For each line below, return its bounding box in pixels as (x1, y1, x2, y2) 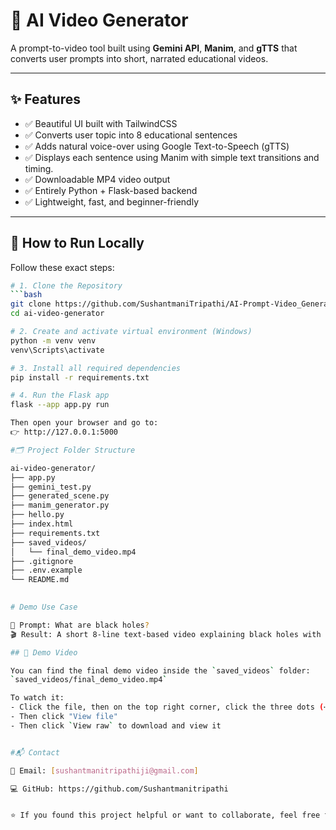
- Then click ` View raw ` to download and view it (10, 720, 222, 731)
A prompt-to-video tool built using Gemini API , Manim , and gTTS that (10, 42, 298, 54)
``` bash (10, 290, 43, 300)
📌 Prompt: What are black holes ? (10, 620, 150, 630)
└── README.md (10, 575, 70, 585)
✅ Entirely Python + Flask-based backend (24, 184, 198, 196)
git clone (10, 299, 52, 309)
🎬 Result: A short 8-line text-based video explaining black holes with (10, 629, 322, 639)
